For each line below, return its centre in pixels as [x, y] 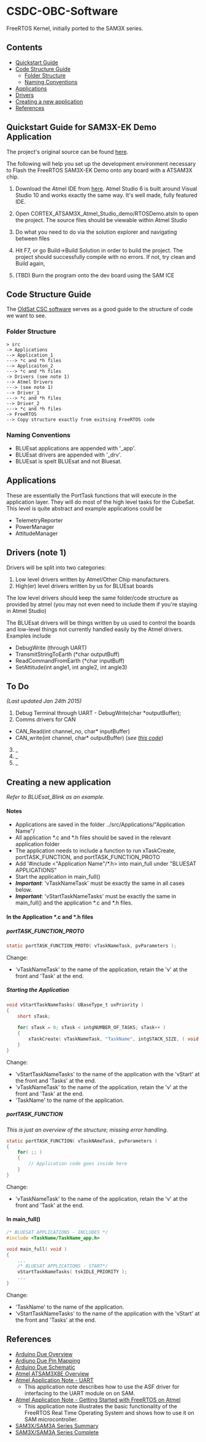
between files [32, 238]
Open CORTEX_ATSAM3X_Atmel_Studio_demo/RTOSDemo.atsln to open [107, 214]
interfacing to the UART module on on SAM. [80, 1393]
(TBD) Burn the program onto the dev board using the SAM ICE [95, 275]
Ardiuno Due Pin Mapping [48, 1360]
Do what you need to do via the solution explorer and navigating [96, 232]
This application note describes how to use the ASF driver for [102, 1386]
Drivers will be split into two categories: [56, 567]
